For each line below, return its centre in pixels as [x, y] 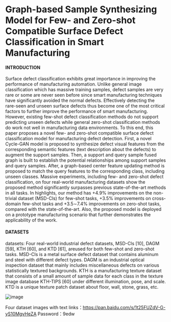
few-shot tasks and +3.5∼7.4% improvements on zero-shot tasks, [92, 204]
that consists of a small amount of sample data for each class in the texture [84, 276]
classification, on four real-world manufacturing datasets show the [75, 182]
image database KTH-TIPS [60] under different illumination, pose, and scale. [86, 281]
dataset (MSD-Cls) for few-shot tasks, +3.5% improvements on [84, 199]
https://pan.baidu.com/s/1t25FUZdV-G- [124, 307]
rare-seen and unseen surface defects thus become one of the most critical [85, 106]
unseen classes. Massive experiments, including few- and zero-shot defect [84, 177]
